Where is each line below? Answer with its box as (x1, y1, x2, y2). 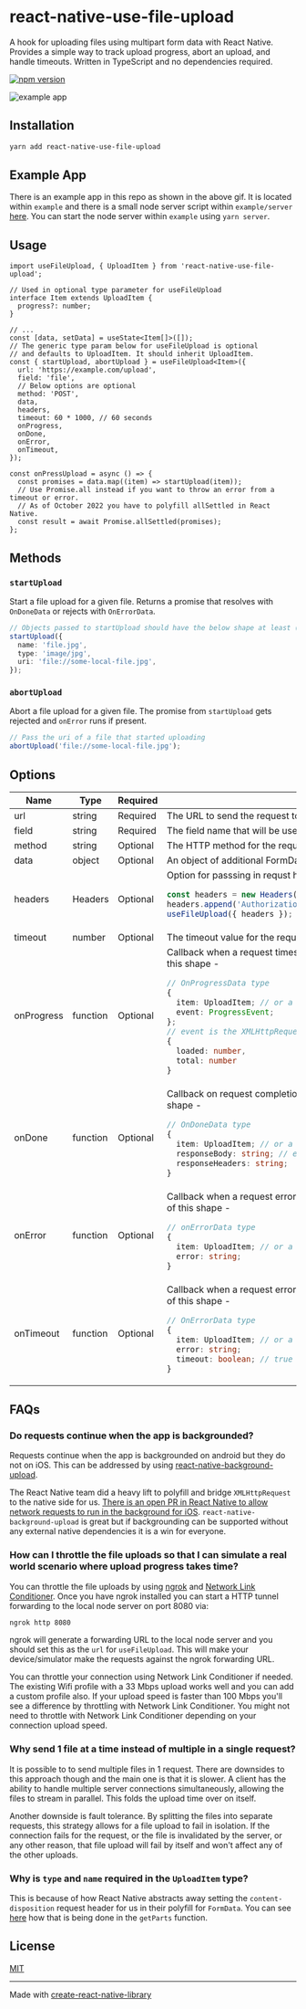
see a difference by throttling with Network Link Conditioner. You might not (9, 1700, 291, 1711)
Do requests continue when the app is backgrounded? (9, 1429, 254, 1442)
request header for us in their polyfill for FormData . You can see (56, 1902, 291, 1914)
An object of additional (167, 854, 264, 867)
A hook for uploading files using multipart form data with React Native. (9, 37, 274, 47)
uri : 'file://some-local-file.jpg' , (17, 657, 157, 667)
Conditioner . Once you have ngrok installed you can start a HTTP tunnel (9, 1591, 280, 1602)
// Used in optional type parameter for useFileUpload (9, 286, 222, 295)
